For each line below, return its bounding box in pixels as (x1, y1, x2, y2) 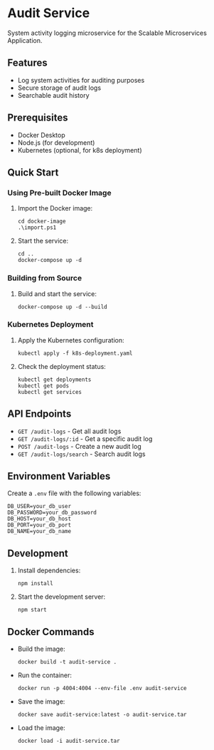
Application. (7, 36, 43, 44)
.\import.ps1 (17, 224, 57, 231)
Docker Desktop (17, 131, 65, 139)
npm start (17, 607, 48, 614)
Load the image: (17, 724, 65, 732)
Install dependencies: (17, 566, 81, 575)
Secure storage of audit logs (17, 83, 102, 92)
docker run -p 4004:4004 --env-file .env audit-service (17, 685, 187, 692)
